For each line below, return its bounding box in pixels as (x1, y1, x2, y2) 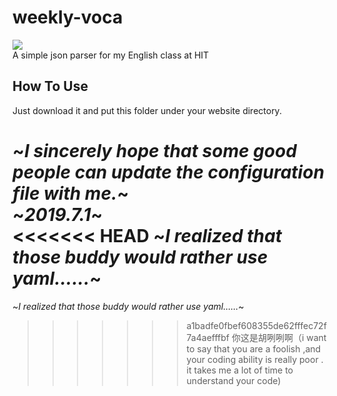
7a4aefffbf (186, 331, 230, 343)
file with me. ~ (12, 182, 130, 205)
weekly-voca (12, 6, 124, 29)
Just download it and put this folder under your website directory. (12, 104, 282, 116)
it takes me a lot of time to (186, 364, 294, 376)
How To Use (12, 78, 89, 95)
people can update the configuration (12, 161, 325, 183)
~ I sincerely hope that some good (12, 139, 297, 162)
